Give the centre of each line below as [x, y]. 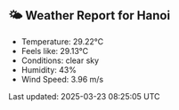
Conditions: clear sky [60, 60]
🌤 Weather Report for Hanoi [89, 16]
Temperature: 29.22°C [62, 41]
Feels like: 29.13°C [55, 51]
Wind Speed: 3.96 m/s [62, 79]
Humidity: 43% [49, 69]
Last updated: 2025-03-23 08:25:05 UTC [85, 96]
